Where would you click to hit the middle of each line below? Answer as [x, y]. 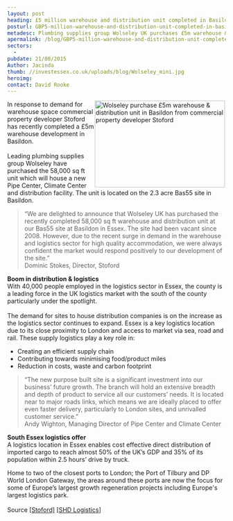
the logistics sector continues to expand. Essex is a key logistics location [111, 323]
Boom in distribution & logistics [53, 279]
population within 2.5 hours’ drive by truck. [68, 460]
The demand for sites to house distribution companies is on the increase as [115, 316]
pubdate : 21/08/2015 [37, 59]
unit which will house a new [47, 179]
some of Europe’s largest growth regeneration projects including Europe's [112, 488]
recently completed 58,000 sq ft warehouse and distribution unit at [120, 221]
